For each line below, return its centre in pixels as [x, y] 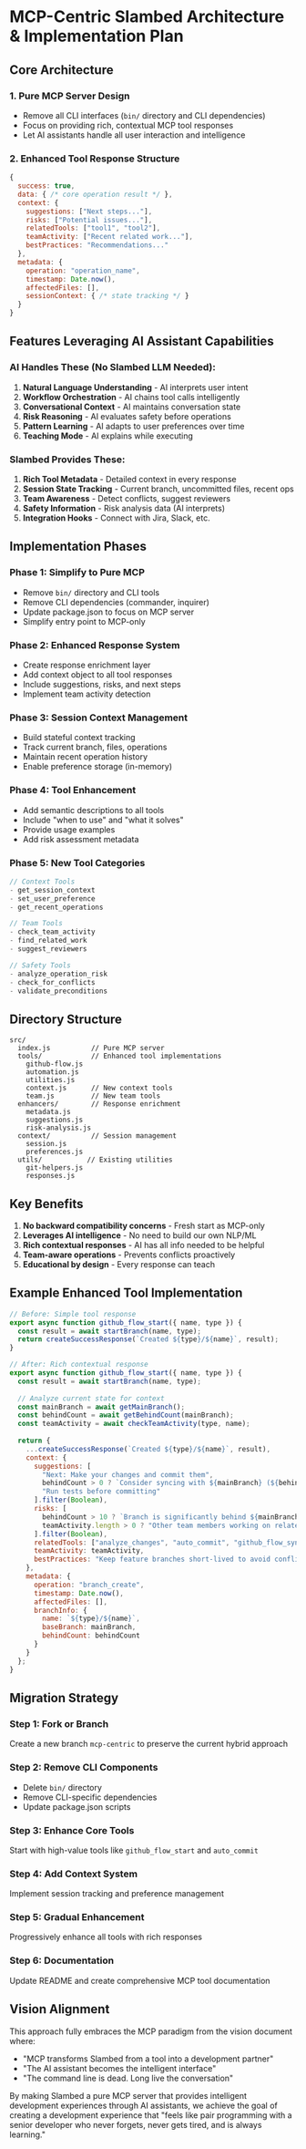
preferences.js [55, 1152]
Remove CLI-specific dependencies [90, 1797]
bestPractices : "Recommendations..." [97, 245]
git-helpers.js [55, 1168]
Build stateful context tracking [79, 738]
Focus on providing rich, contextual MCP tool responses [128, 125]
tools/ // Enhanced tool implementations [120, 1056]
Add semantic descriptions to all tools [93, 810]
